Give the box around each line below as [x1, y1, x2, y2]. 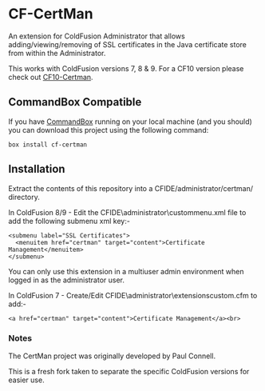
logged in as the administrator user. [8, 275, 125, 285]
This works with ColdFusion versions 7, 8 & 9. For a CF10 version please [8, 63, 244, 73]
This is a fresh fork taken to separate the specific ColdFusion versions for [8, 366, 250, 376]
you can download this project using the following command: [8, 125, 209, 134]
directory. [8, 192, 40, 201]
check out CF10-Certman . [8, 72, 93, 82]
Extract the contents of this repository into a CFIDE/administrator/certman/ [8, 183, 254, 193]
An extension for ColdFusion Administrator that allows [8, 31, 185, 41]
